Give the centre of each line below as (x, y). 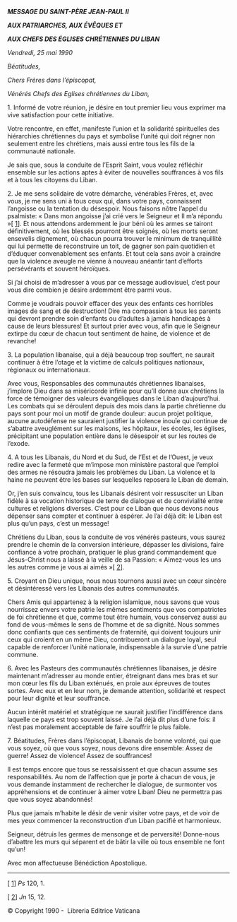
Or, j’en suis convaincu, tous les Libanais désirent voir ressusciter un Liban (115, 493)
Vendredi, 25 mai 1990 (40, 53)
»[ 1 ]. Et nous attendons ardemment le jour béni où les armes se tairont (110, 224)
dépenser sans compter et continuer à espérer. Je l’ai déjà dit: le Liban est (115, 516)
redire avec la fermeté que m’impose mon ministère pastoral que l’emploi (113, 465)
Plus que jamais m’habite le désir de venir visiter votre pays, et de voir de (114, 813)
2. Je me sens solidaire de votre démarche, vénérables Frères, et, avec (110, 194)
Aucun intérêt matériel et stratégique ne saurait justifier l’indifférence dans (115, 712)
